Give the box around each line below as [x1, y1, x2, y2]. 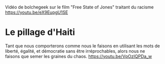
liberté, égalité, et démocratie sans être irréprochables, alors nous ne [5, 48, 145, 54]
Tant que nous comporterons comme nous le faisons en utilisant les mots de [5, 43, 160, 49]
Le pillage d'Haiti [5, 27, 75, 38]
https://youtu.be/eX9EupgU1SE [5, 9, 68, 15]
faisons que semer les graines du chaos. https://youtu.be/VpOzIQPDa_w [5, 53, 152, 59]
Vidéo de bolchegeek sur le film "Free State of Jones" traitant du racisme [5, 4, 154, 10]
